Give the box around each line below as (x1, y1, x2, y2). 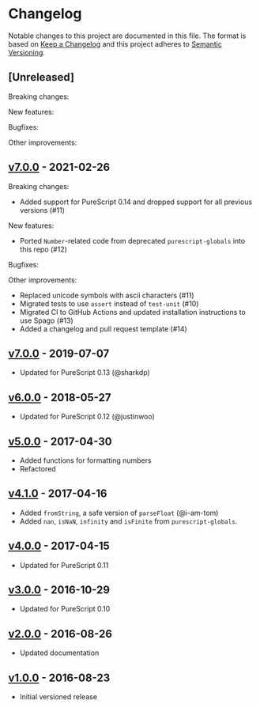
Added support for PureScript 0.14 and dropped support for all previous (19, 197, 253, 206)
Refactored (19, 464, 57, 473)
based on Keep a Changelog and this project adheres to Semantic (8, 39, 223, 48)
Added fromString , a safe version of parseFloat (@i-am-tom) (19, 508, 219, 517)
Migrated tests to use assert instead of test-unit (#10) (19, 298, 199, 309)
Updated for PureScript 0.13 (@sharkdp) (19, 368, 150, 377)
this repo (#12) (19, 244, 67, 254)
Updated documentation (19, 648, 100, 657)
